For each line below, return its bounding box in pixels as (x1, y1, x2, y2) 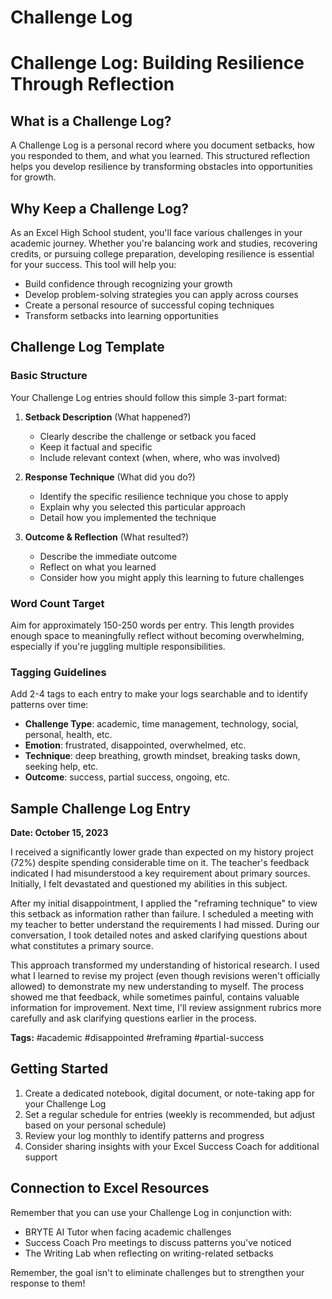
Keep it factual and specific (39, 441, 153, 453)
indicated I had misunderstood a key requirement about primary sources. (10, 867, 311, 880)
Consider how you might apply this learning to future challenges (39, 571, 305, 583)
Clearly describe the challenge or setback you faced (39, 430, 257, 442)
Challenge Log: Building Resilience (10, 52, 305, 75)
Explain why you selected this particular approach (39, 501, 246, 513)
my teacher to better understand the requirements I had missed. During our (10, 919, 320, 931)
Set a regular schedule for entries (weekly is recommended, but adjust (24, 1108, 316, 1120)
